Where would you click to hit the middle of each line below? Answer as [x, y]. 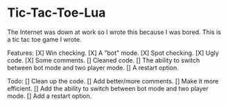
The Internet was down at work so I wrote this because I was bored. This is [114, 32]
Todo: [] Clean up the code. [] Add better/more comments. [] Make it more [113, 81]
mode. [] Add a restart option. [50, 96]
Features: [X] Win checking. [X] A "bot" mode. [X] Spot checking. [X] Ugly [113, 53]
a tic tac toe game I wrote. [44, 39]
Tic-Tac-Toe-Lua [56, 13]
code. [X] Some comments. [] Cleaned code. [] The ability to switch [104, 60]
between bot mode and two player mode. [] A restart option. [93, 67]
